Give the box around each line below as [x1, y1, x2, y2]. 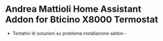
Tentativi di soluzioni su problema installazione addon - [12, 30, 127, 36]
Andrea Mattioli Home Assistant [5, 3, 142, 15]
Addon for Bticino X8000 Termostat [5, 14, 158, 25]
